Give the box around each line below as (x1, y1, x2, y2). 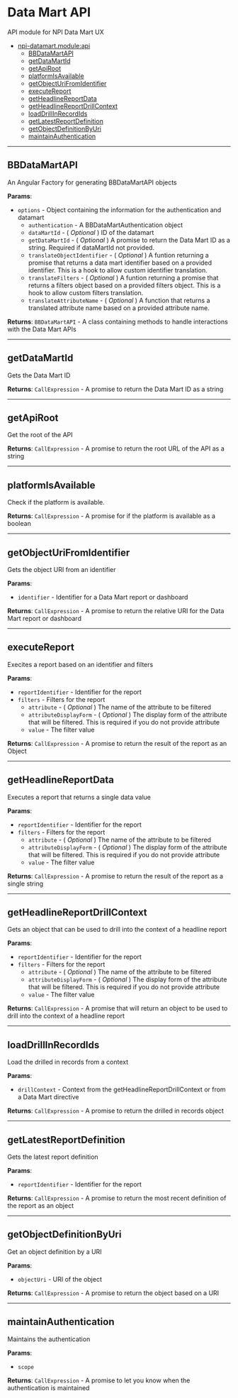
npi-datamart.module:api (17, 41, 91, 50)
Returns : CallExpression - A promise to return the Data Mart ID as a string (7, 385, 224, 393)
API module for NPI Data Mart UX (7, 28, 104, 36)
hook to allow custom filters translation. (28, 288, 144, 297)
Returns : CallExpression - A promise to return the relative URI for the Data (7, 607, 225, 615)
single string (7, 879, 44, 888)
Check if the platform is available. (7, 498, 105, 507)
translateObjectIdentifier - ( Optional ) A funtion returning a (28, 251, 209, 259)
